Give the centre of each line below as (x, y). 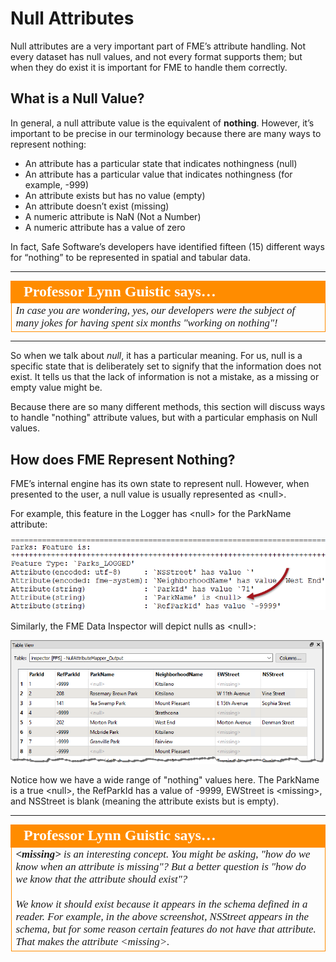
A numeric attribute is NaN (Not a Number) (113, 216)
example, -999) (57, 184)
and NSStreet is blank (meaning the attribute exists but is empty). (145, 801)
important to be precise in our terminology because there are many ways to (166, 133)
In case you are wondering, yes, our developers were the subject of (155, 310)
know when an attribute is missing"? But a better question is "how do (161, 867)
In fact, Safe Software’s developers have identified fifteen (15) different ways (167, 246)
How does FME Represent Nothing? (123, 459)
